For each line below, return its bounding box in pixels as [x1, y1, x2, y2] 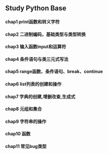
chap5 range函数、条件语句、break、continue [5, 68, 103, 74]
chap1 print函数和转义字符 [5, 19, 60, 25]
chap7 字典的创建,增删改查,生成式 [5, 93, 75, 100]
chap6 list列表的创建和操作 [5, 81, 62, 87]
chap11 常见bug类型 [5, 143, 47, 149]
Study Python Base [5, 4, 67, 13]
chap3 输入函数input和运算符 [5, 44, 66, 50]
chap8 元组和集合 [5, 106, 42, 112]
